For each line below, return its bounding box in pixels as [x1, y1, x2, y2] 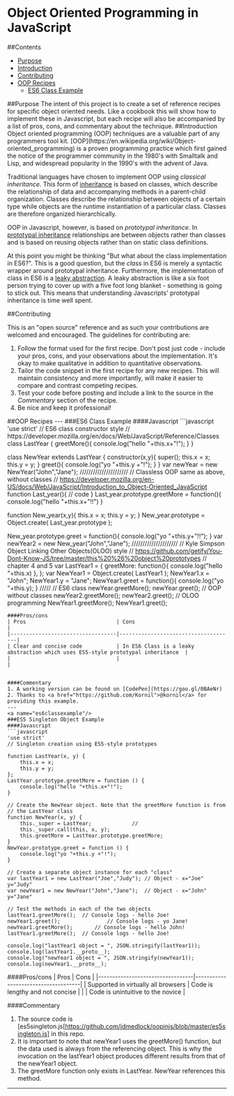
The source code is [17, 1014, 73, 1023]
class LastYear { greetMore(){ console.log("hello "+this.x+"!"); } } [7, 439, 194, 448]
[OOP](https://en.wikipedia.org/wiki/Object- [70, 136, 196, 145]
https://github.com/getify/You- [134, 546, 223, 555]
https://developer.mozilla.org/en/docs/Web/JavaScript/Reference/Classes [7, 432, 219, 440]
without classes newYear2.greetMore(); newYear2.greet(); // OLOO [7, 591, 200, 599]
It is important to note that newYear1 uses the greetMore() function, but [17, 1037, 221, 1045]
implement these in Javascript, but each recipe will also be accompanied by [7, 114, 225, 123]
